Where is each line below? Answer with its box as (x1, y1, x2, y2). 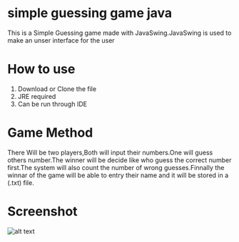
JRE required (17, 92, 56, 100)
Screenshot (7, 204, 78, 219)
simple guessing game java (7, 5, 173, 21)
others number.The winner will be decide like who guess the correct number (7, 155, 232, 164)
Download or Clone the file (17, 84, 97, 93)
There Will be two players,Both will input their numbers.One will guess (7, 148, 213, 157)
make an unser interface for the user (7, 36, 116, 44)
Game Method (7, 125, 93, 141)
